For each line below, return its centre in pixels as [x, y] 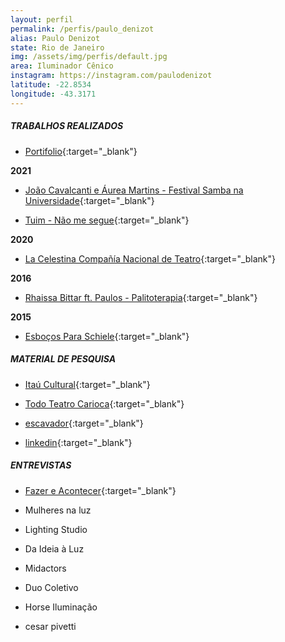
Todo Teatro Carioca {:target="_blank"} [104, 403]
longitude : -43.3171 [53, 94]
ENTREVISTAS [41, 465]
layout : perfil [42, 19]
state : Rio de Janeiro [57, 47]
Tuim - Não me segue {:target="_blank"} [107, 220]
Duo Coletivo [51, 587]
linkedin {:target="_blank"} [78, 442]
